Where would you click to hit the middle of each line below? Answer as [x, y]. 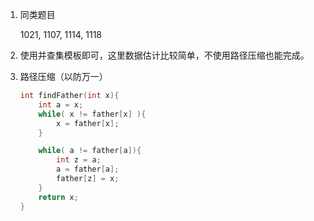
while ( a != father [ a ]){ [90, 151]
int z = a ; [79, 160]
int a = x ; [61, 104]
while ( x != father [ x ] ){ [92, 114]
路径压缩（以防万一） [63, 76]
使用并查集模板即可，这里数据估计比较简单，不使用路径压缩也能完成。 [164, 55]
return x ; [58, 197]
